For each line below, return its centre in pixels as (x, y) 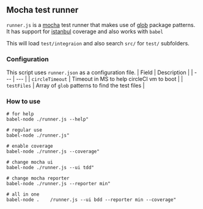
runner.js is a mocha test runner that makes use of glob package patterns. (101, 25)
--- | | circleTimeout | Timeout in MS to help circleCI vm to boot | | (100, 79)
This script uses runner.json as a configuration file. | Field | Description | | (100, 72)
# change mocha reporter (38, 178)
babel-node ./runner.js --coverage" (53, 152)
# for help (20, 114)
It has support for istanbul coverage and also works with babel (85, 31)
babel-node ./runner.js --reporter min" (59, 184)
